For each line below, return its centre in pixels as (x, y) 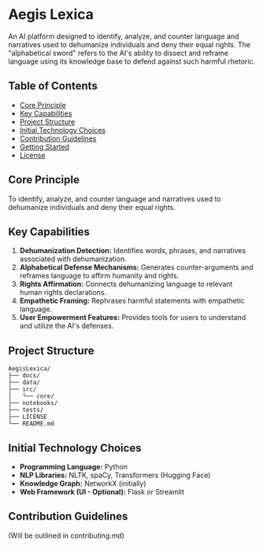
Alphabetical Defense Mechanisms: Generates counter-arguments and (136, 267)
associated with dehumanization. (73, 259)
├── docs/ (24, 376)
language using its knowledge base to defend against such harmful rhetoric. (132, 61)
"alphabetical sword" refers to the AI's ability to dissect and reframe (119, 53)
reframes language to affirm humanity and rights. (99, 276)
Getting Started (44, 146)
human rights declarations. (63, 292)
